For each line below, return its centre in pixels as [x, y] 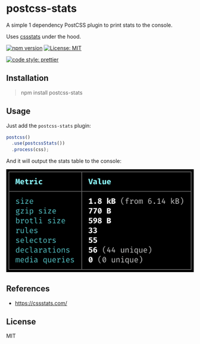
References [28, 289]
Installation [27, 78]
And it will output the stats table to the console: [64, 161]
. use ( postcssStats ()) [38, 143]
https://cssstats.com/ [41, 303]
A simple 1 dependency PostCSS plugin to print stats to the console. [89, 25]
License [21, 322]
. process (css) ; [30, 150]
